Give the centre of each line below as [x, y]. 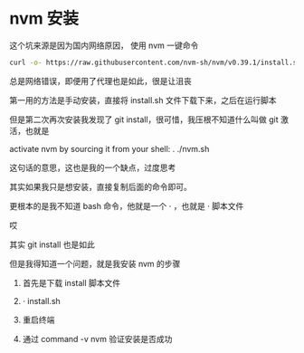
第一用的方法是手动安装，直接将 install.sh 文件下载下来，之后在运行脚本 [143, 100]
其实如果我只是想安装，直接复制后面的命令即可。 [100, 186]
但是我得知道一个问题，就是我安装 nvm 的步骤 [95, 263]
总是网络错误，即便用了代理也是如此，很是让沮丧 [100, 81]
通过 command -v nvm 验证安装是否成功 [97, 339]
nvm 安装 [44, 19]
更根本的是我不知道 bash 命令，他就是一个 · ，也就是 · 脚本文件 [127, 205]
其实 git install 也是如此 [52, 244]
